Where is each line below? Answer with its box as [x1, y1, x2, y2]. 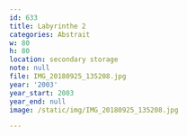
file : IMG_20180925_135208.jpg [9, 72, 127, 81]
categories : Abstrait [9, 30, 91, 39]
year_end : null [9, 96, 67, 106]
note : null [9, 64, 50, 73]
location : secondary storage [9, 55, 119, 64]
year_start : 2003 [9, 88, 75, 97]
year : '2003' [9, 80, 58, 89]
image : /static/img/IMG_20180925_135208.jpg [9, 105, 179, 114]
